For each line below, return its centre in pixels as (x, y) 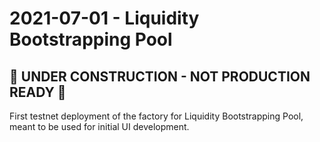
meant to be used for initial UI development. (99, 126)
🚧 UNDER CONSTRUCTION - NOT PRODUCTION (160, 76)
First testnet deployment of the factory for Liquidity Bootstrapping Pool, (156, 116)
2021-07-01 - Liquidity (104, 18)
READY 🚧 (38, 92)
